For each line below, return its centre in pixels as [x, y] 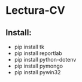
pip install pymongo [39, 66]
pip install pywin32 [37, 72]
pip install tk [29, 47]
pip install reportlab [38, 53]
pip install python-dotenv [45, 60]
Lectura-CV [35, 10]
